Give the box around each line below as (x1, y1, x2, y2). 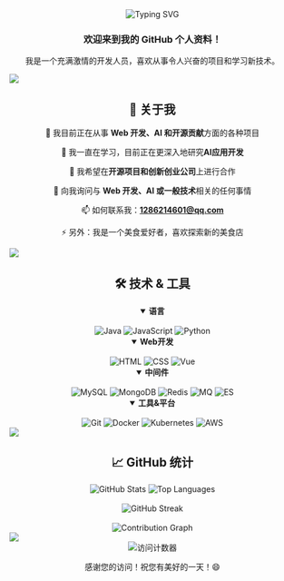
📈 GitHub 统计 (111, 455, 194, 470)
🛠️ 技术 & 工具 (114, 276, 191, 291)
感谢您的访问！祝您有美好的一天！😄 (84, 561, 220, 572)
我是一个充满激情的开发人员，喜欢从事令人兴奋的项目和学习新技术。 (25, 55, 279, 66)
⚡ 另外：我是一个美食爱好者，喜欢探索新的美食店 (61, 227, 244, 238)
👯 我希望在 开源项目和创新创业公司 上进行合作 (69, 166, 236, 177)
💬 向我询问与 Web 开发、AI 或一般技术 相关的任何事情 (53, 185, 252, 196)
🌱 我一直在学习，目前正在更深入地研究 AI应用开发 (61, 147, 244, 158)
